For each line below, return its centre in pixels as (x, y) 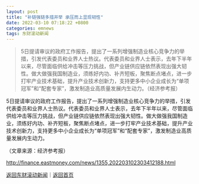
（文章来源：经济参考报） (37, 151)
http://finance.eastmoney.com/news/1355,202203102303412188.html (91, 163)
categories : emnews (30, 28)
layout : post (22, 12)
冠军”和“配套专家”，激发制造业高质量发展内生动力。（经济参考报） (101, 88)
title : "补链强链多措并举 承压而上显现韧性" (55, 17)
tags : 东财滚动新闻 (28, 34)
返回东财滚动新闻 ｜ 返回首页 (40, 175)
